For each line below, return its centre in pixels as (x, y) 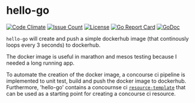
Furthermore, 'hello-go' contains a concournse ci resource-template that (96, 87)
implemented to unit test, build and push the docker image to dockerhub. (96, 81)
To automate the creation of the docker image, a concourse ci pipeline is (96, 74)
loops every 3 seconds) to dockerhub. (53, 45)
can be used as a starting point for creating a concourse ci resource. (91, 93)
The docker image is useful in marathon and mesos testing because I (91, 56)
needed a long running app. (40, 63)
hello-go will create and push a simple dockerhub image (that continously (97, 38)
